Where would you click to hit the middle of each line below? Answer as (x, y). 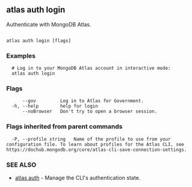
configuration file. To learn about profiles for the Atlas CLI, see (95, 144)
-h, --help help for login (55, 106)
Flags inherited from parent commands (64, 127)
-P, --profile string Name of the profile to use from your (91, 139)
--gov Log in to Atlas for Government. (83, 101)
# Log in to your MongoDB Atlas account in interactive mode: (91, 69)
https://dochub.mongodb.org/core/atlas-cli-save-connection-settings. (97, 150)
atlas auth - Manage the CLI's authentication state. (78, 178)
